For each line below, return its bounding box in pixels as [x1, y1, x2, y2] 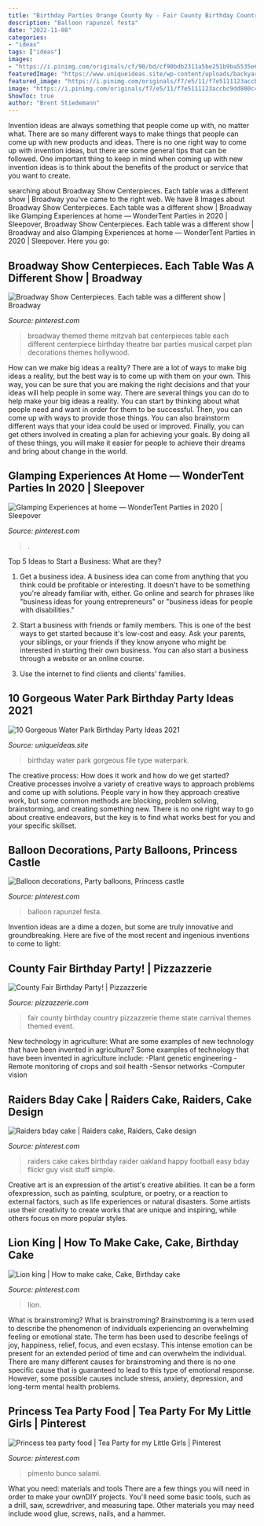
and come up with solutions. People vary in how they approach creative [8, 787, 240, 796]
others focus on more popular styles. [8, 1214, 128, 1223]
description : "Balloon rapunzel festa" [8, 19, 139, 27]
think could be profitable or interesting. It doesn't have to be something [19, 579, 250, 590]
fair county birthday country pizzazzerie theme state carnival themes [27, 1013, 251, 1023]
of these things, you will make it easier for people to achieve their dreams [8, 438, 246, 447]
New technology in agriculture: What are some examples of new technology [8, 1037, 254, 1046]
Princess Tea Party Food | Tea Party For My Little [8, 1405, 251, 1418]
